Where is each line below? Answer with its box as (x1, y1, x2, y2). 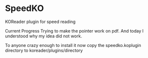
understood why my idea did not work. (5, 33, 82, 39)
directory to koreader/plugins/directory (5, 47, 83, 53)
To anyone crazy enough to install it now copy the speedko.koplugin (5, 42, 142, 48)
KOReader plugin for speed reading (5, 19, 76, 24)
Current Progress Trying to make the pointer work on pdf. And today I (5, 28, 144, 34)
